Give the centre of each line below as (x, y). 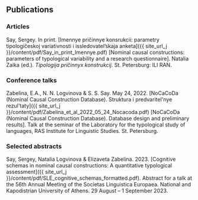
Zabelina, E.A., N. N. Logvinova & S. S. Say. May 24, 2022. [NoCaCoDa (92, 93)
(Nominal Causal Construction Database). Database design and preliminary (98, 118)
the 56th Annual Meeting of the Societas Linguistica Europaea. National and (99, 185)
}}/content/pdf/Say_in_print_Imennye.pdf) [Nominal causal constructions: (95, 52)
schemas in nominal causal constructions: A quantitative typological (89, 166)
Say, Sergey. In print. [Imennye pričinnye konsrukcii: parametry (83, 39)
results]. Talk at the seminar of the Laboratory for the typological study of (96, 125)
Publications (30, 10)
